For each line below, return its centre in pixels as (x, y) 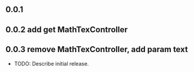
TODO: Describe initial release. (51, 63)
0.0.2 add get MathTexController (67, 30)
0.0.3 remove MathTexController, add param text (97, 49)
